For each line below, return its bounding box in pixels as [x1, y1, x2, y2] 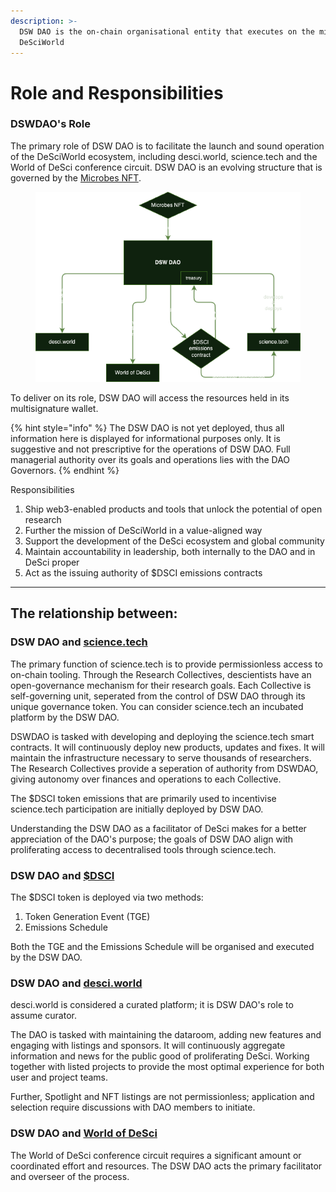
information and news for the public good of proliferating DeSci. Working [10, 1050, 310, 1062]
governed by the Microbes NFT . [10, 171, 142, 184]
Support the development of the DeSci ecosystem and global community [24, 535, 325, 547]
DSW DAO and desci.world [10, 976, 143, 990]
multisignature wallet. [10, 402, 99, 414]
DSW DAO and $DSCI [10, 868, 115, 882]
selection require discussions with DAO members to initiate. [10, 1101, 256, 1114]
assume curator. [10, 1010, 77, 1022]
